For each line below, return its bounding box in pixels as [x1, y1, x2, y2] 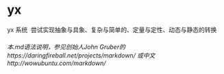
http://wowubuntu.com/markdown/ [7, 59, 106, 67]
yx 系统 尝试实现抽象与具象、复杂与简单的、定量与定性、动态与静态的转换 [7, 25, 217, 34]
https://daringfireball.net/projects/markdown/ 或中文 [7, 51, 155, 60]
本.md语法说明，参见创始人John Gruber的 [7, 42, 125, 51]
